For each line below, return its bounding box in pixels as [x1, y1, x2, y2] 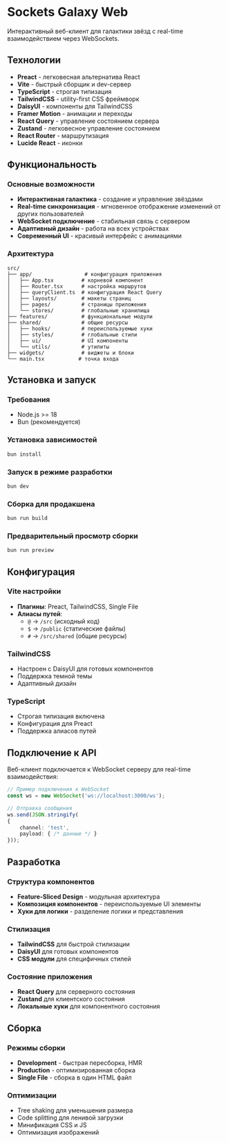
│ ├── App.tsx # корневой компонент [7, 277, 144, 284]
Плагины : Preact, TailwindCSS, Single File [17, 602, 139, 611]
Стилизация [7, 924, 50, 934]
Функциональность [7, 159, 97, 171]
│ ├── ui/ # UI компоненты [7, 337, 129, 344]
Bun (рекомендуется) [17, 418, 81, 426]
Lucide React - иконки [17, 139, 83, 147]
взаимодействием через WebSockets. [7, 34, 120, 42]
